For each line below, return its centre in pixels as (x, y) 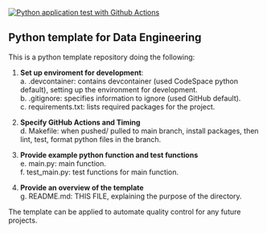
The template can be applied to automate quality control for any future (125, 211)
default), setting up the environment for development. (109, 89)
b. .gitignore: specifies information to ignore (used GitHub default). (130, 98)
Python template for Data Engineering (105, 37)
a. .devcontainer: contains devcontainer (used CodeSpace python (129, 81)
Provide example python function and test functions (109, 155)
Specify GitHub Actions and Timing (80, 122)
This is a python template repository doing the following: (102, 57)
